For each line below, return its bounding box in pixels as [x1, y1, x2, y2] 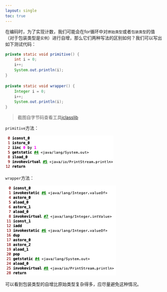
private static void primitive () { [5, 52, 80, 57]
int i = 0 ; [14, 57, 37, 62]
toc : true [5, 13, 26, 19]
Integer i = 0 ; [14, 88, 46, 94]
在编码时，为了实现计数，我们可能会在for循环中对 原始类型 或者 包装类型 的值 [5, 28, 155, 35]
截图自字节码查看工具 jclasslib [17, 115, 79, 121]
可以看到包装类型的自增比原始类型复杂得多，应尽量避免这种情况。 [5, 281, 141, 287]
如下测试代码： [5, 41, 36, 47]
